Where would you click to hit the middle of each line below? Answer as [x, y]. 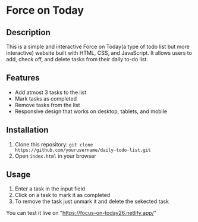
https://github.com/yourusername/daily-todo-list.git [83, 150]
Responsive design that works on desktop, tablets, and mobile [91, 111]
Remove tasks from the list [47, 105]
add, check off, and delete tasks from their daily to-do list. [77, 59]
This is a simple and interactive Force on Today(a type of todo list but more [98, 46]
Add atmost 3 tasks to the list [51, 92]
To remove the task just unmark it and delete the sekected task [92, 201]
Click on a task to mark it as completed [62, 195]
